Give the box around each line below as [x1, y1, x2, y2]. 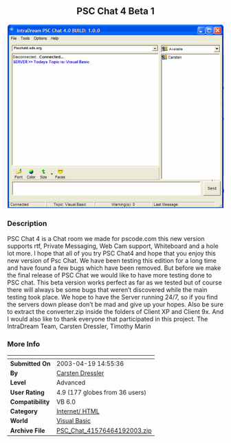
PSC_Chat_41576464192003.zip [56, 426, 152, 435]
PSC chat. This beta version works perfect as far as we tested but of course [7, 278, 222, 286]
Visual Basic [56, 417, 91, 425]
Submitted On [10, 359, 51, 367]
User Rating [10, 388, 45, 396]
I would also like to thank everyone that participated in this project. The [7, 315, 208, 323]
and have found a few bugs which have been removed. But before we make [7, 264, 221, 272]
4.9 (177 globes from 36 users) [56, 388, 146, 396]
